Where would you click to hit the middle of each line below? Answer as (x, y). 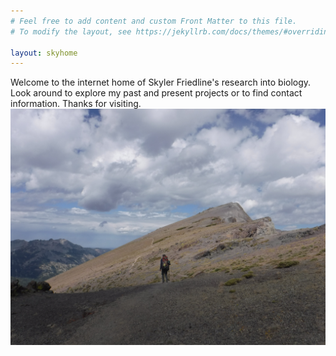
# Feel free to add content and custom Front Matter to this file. (154, 21)
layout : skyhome (44, 53)
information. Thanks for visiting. (76, 104)
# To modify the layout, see (71, 31)
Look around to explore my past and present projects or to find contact (156, 93)
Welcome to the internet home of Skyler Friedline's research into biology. (161, 82)
